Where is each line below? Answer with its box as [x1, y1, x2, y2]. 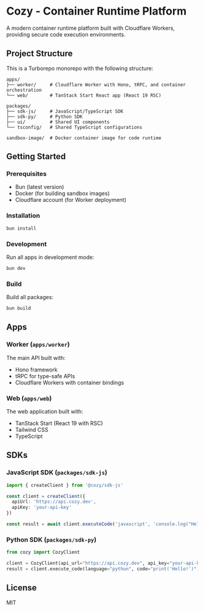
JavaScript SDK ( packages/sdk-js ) [6, 468, 107, 477]
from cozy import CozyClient [6, 549, 80, 556]
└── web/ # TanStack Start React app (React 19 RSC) [6, 92, 162, 98]
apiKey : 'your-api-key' [12, 505, 72, 511]
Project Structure [6, 49, 73, 59]
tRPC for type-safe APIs [15, 372, 75, 379]
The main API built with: [6, 354, 66, 361]
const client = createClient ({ [6, 493, 86, 499]
